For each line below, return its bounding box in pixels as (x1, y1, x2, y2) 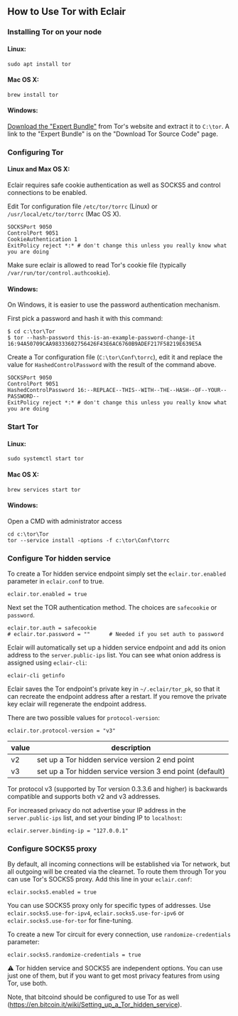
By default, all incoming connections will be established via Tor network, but (7, 860, 231, 869)
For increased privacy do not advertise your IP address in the (7, 806, 186, 815)
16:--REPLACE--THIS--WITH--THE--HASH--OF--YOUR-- (77, 387, 227, 394)
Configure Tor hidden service (7, 553, 112, 563)
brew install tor (7, 91, 59, 98)
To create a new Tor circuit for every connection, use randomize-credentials (7, 930, 231, 938)
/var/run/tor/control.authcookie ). (7, 268, 111, 277)
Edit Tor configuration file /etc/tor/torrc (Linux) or (7, 202, 158, 211)
